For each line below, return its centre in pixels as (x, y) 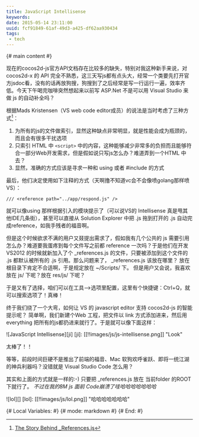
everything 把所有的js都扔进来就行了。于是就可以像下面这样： (82, 322)
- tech (17, 39)
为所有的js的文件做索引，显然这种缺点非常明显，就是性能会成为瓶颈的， (102, 130)
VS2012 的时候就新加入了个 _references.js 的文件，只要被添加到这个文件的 (97, 253)
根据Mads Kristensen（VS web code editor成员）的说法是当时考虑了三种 (95, 110)
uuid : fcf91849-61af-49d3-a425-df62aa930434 (62, 28)
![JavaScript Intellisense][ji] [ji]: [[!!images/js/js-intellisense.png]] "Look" (94, 334)
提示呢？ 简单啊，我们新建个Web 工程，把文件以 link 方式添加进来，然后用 (97, 315)
